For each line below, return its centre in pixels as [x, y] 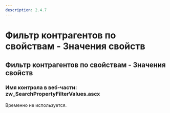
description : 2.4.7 [26, 10]
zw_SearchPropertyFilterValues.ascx [53, 94]
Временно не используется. [36, 105]
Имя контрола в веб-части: [41, 87]
